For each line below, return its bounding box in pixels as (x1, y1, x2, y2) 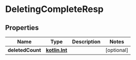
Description (72, 38, 101, 45)
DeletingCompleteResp (5, 3, 104, 15)
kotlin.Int (45, 46, 67, 53)
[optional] (105, 46, 128, 53)
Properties (5, 23, 39, 32)
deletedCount (7, 46, 41, 53)
